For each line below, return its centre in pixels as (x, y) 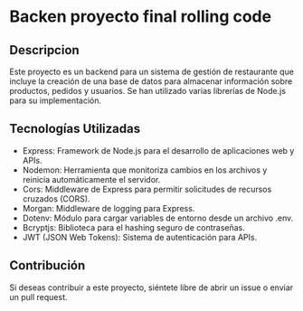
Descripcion (44, 50)
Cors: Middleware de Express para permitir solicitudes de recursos (147, 189)
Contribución (47, 265)
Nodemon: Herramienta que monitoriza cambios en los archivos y (145, 170)
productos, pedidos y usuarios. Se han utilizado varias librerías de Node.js (148, 91)
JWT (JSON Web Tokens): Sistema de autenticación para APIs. (140, 237)
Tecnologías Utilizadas (75, 129)
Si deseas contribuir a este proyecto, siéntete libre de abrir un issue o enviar (151, 287)
